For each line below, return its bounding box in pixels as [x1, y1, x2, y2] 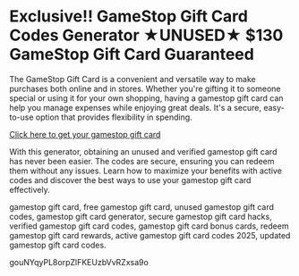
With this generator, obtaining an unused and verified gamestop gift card [9, 146, 278, 157]
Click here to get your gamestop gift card [9, 129, 161, 139]
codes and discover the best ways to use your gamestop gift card [9, 174, 252, 185]
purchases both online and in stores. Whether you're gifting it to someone [9, 83, 281, 94]
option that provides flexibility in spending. [35, 112, 192, 122]
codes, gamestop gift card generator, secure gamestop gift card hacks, [9, 211, 272, 222]
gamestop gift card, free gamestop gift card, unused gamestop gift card [9, 201, 275, 212]
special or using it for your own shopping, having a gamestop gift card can [9, 92, 284, 104]
